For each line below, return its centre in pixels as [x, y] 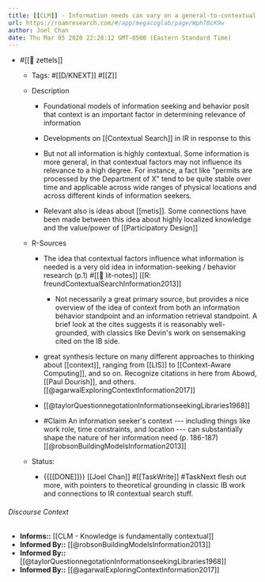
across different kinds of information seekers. [117, 196]
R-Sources [49, 243]
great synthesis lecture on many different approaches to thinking [149, 356]
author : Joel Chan [38, 30]
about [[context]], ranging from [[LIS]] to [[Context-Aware [137, 365]
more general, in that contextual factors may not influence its [143, 162]
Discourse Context [38, 512]
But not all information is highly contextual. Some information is [146, 154]
